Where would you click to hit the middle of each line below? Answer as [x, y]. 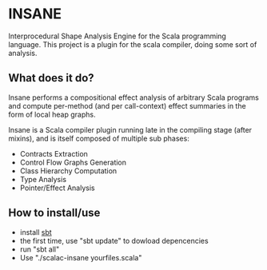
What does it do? [51, 78]
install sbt [36, 232]
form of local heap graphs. [52, 114]
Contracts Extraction [54, 153]
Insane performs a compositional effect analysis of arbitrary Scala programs [134, 97]
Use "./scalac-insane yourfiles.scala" [81, 257]
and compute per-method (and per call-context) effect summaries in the [127, 105]
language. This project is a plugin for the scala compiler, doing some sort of [133, 44]
